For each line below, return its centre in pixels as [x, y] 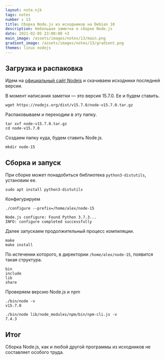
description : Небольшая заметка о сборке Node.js [59, 29]
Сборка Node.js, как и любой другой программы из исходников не [78, 347]
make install [19, 245]
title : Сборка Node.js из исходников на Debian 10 [60, 24]
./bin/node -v [20, 301]
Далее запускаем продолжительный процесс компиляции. [70, 231]
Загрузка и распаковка [44, 68]
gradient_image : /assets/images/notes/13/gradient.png [65, 43]
